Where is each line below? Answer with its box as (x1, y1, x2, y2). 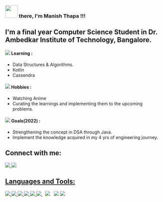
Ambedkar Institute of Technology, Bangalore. (5, 35, 152, 44)
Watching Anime (12, 95, 46, 101)
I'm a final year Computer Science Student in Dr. (5, 28, 158, 36)
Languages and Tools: (5, 177, 76, 186)
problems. (12, 105, 33, 112)
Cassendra (12, 72, 35, 78)
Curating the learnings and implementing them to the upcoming (12, 100, 143, 106)
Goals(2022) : (11, 118, 41, 124)
